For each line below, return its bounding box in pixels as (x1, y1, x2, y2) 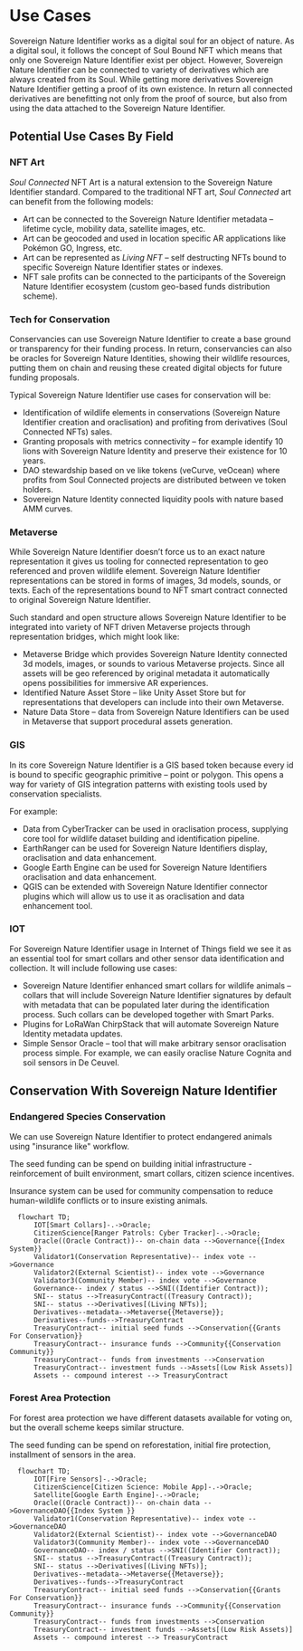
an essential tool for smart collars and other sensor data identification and (9, 952, 285, 964)
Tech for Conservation (9, 313, 110, 326)
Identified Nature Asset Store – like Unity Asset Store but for (22, 687, 247, 698)
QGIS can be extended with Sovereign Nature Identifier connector (22, 881, 269, 892)
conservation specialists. (9, 788, 102, 799)
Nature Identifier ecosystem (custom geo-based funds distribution (22, 281, 270, 291)
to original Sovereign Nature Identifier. (9, 595, 151, 606)
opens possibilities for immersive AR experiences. (22, 678, 209, 689)
